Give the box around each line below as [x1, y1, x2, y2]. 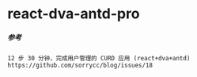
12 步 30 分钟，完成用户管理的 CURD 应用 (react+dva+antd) [7, 55, 191, 63]
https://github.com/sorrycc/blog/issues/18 [7, 61, 153, 70]
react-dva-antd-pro [7, 5, 140, 23]
